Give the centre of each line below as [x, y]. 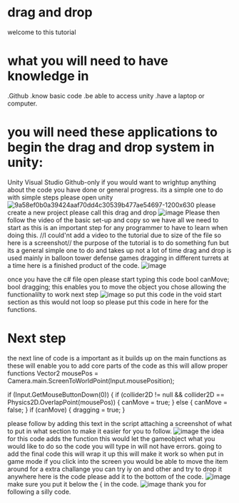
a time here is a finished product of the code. [73, 265]
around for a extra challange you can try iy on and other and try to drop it [115, 469]
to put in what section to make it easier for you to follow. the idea [116, 431]
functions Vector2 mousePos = [53, 373]
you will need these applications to [112, 132]
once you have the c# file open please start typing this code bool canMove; [118, 279]
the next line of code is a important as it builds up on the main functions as [117, 358]
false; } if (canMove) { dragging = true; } [66, 410]
